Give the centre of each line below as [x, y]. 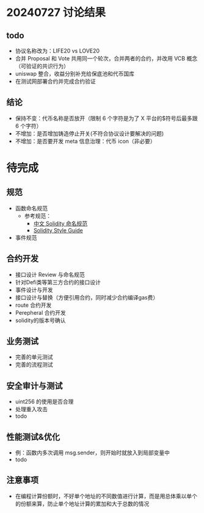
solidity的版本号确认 [40, 320]
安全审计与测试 [35, 386]
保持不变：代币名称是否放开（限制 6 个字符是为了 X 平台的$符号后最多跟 [106, 118]
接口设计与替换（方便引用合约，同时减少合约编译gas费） [87, 297]
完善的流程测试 [34, 365]
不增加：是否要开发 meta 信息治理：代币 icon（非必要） [85, 141]
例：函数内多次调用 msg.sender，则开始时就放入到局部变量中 [92, 453]
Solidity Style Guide [58, 230]
